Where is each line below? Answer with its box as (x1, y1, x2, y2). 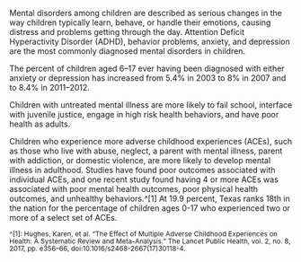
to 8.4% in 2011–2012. (9, 83, 90, 92)
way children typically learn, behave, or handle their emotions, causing (9, 17, 271, 28)
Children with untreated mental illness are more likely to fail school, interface (9, 100, 293, 110)
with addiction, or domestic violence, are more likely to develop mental (9, 155, 271, 165)
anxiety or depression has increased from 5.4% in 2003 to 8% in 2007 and (9, 73, 287, 83)
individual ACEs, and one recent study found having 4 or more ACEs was (9, 174, 279, 185)
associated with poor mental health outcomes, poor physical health (9, 184, 259, 194)
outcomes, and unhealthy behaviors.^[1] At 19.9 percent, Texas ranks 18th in (9, 193, 290, 204)
